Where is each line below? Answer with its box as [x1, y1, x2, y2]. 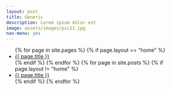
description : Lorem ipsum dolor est [6, 19, 96, 25]
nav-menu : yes [6, 31, 41, 36]
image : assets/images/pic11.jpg [6, 25, 85, 31]
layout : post [6, 8, 38, 15]
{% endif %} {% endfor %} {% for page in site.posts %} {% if [14, 59, 163, 66]
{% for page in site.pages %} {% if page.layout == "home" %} [14, 46, 166, 54]
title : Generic [6, 14, 44, 20]
